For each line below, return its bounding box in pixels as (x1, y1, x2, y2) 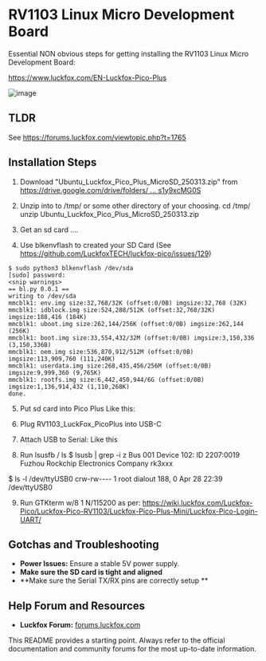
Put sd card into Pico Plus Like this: (19, 403, 135, 413)
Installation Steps (8, 155, 97, 169)
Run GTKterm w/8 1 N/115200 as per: (19, 498, 141, 507)
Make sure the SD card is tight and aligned (19, 568, 163, 577)
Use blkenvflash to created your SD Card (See (19, 240, 172, 250)
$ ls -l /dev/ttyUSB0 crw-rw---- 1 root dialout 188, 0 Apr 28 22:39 (8, 474, 223, 483)
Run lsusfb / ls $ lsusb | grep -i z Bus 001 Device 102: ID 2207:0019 (19, 450, 241, 459)
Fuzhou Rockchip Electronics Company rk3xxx (19, 458, 174, 468)
